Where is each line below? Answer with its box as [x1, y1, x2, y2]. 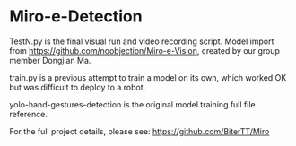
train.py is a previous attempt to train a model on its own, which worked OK [9, 72, 287, 82]
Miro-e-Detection [9, 6, 143, 27]
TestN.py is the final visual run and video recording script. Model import [9, 36, 274, 47]
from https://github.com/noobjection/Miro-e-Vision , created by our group [9, 45, 281, 56]
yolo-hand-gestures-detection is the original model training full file [9, 99, 256, 109]
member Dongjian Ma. [9, 55, 91, 65]
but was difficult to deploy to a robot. [9, 82, 146, 92]
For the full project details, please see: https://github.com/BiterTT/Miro [9, 125, 270, 136]
